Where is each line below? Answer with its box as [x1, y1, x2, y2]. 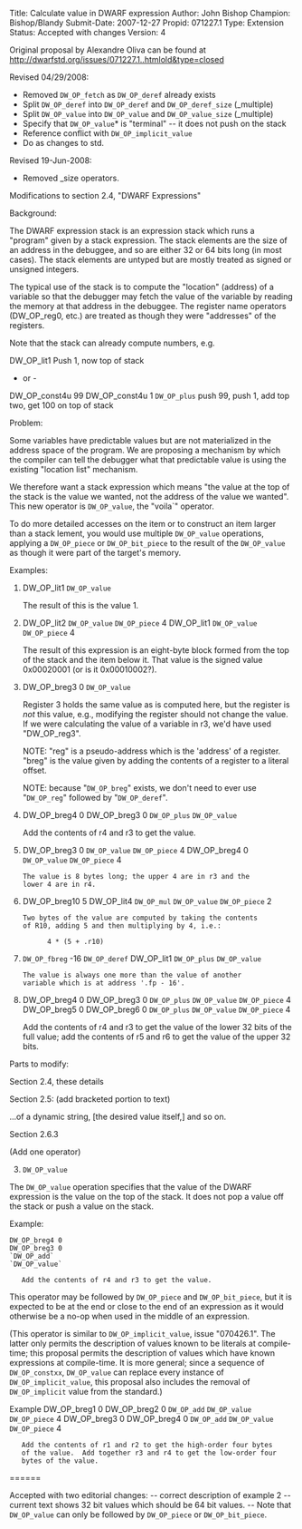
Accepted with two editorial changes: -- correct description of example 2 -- [9, 1490, 291, 1500]
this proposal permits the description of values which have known [30, 1348, 276, 1359]
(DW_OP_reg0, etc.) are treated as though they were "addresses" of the [9, 310, 277, 321]
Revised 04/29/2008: [9, 72, 90, 83]
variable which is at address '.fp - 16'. [22, 979, 185, 988]
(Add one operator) [9, 1146, 81, 1157]
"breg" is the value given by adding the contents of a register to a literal [22, 755, 289, 765]
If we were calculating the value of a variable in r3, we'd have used [22, 718, 272, 729]
